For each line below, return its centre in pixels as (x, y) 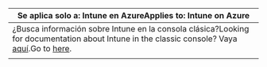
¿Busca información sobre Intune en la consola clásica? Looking (131, 29)
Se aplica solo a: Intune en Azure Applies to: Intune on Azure (133, 15)
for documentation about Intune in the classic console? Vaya (125, 39)
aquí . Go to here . (42, 48)
